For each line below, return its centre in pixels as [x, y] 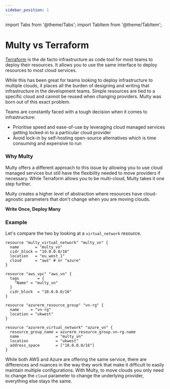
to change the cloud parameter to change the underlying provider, [75, 376]
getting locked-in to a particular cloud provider [62, 132]
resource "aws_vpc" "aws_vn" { [39, 274]
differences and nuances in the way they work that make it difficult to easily [85, 365]
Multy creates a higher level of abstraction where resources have [74, 193]
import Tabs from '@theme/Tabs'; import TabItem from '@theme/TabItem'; [84, 25]
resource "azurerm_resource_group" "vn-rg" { [54, 305]
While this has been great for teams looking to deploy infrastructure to [79, 80]
